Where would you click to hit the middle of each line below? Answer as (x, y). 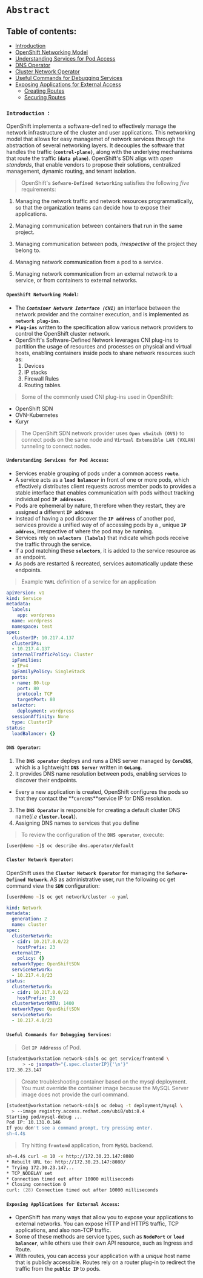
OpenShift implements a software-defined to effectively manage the (91, 126)
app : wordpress (36, 615)
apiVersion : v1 (25, 593)
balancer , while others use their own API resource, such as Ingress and (104, 1243)
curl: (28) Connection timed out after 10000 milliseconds (82, 1190)
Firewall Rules (42, 378)
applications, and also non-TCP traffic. (63, 1230)
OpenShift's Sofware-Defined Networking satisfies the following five (105, 183)
